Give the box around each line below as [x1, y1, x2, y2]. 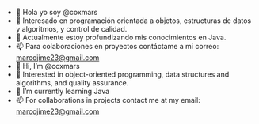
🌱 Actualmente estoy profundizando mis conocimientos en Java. [15, 32, 227, 42]
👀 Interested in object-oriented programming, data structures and [15, 70, 230, 79]
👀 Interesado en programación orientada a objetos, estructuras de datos [15, 16, 252, 25]
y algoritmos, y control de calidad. [15, 24, 128, 33]
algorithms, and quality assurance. [15, 78, 129, 87]
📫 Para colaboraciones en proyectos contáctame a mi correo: [15, 42, 219, 51]
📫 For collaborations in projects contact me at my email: [15, 96, 200, 104]
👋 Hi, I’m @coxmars [15, 62, 81, 70]
